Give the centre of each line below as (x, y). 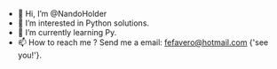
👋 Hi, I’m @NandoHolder (62, 14)
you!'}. (30, 55)
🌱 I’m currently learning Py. (67, 32)
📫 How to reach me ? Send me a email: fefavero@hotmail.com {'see (143, 42)
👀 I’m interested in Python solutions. (83, 23)
